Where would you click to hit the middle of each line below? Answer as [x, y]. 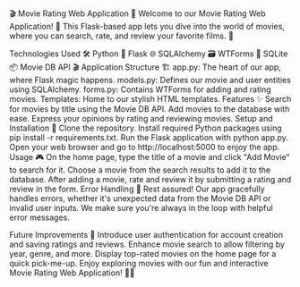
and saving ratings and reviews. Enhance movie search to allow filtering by [147, 244]
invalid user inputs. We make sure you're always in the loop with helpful [141, 208]
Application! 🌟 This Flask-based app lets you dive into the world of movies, [147, 26]
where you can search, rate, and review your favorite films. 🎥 [122, 36]
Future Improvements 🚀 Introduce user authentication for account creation [146, 235]
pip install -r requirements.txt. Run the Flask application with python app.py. [149, 137]
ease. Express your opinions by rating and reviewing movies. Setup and [141, 118]
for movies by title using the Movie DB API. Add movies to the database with [150, 109]
